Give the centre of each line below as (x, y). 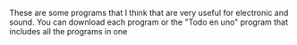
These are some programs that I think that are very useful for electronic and (149, 13)
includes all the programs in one (68, 31)
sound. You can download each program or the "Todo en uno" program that (149, 22)
